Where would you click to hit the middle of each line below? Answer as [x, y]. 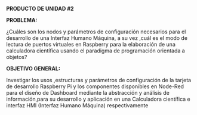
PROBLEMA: [22, 20]
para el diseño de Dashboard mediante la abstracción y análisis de [88, 93]
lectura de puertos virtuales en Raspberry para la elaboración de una [91, 44]
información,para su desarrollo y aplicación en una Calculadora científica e [98, 99]
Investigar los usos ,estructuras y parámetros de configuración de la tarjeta [99, 80]
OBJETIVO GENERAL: [33, 69]
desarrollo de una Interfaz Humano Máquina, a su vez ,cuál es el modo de [97, 38]
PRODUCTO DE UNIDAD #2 [40, 9]
